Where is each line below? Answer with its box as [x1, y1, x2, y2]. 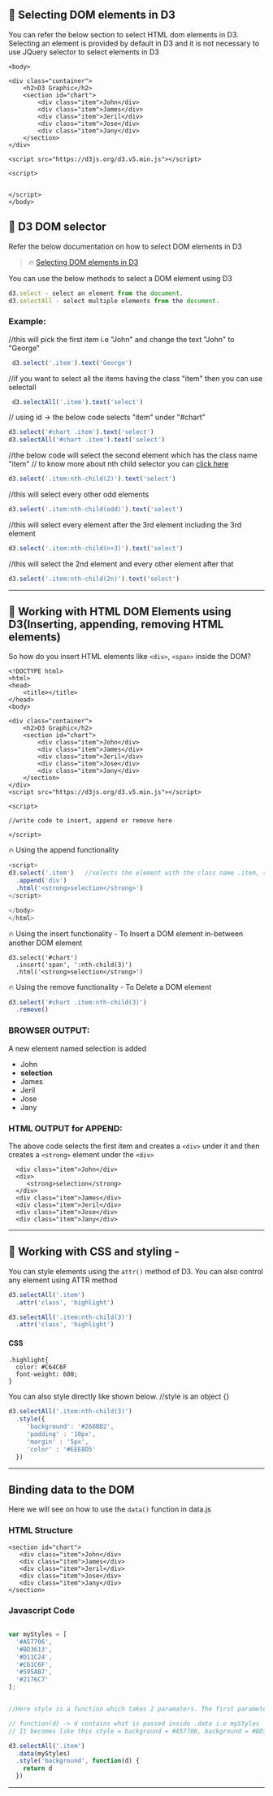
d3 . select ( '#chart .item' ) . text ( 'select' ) [8, 428, 154, 436]
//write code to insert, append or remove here [8, 817, 173, 825]
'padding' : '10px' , [26, 1430, 96, 1438]
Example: [8, 316, 46, 328]
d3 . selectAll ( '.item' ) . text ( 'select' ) [11, 397, 144, 406]
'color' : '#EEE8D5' [26, 1445, 96, 1453]
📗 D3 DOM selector [8, 220, 107, 234]
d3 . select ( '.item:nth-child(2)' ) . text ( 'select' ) [8, 475, 176, 484]
